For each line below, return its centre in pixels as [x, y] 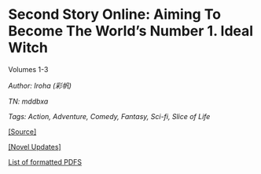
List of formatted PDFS [45, 161]
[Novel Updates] [35, 147]
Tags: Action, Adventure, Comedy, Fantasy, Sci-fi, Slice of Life [109, 116]
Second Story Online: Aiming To [115, 14]
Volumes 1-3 [28, 69]
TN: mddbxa [28, 101]
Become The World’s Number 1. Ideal [131, 31]
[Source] [22, 132]
